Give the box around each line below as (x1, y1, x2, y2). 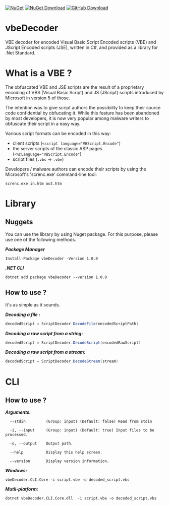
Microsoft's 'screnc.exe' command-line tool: (5, 171, 97, 177)
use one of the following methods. (5, 236, 77, 242)
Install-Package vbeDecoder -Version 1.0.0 (5, 256, 98, 261)
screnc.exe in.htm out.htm (5, 181, 62, 186)
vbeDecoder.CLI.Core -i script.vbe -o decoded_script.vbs (5, 477, 130, 482)
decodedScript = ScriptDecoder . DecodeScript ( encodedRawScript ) (5, 340, 141, 345)
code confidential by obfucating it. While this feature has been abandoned (5, 110, 160, 116)
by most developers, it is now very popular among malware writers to (5, 115, 149, 121)
